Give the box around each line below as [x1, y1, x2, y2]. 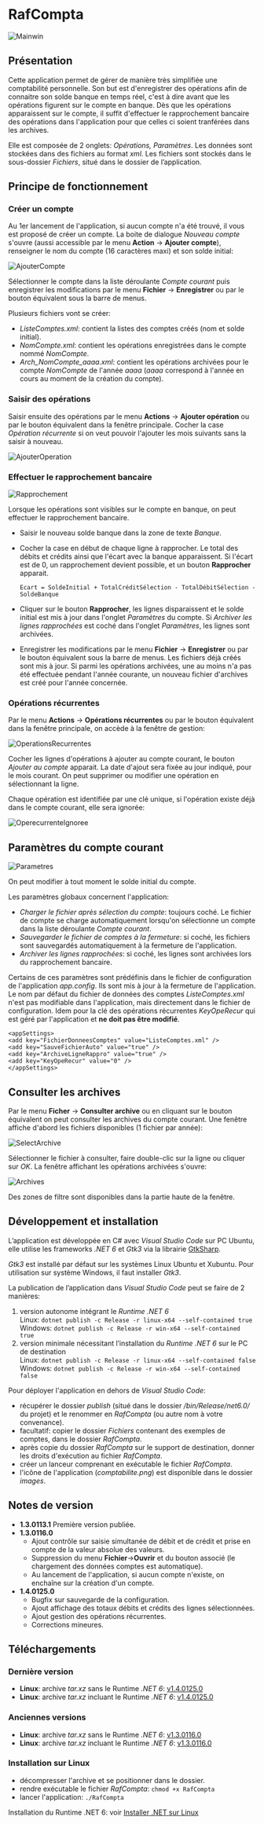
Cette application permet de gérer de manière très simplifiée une [8, 75, 218, 84]
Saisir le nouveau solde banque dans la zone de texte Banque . [19, 528, 222, 538]
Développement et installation [8, 1215, 159, 1228]
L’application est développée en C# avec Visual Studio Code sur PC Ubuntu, [8, 1235, 255, 1245]
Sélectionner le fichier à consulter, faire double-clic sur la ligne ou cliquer [8, 1153, 246, 1162]
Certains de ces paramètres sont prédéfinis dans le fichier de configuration [8, 973, 252, 982]
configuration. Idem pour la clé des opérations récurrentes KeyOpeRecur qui [8, 1006, 255, 1015]
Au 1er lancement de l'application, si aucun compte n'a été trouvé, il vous [8, 222, 245, 231]
